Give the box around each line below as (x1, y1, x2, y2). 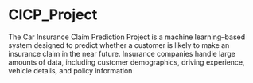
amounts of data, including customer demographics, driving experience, (8, 57, 245, 67)
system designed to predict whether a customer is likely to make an (8, 40, 230, 49)
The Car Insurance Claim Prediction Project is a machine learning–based (8, 32, 246, 41)
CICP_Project (8, 6, 98, 24)
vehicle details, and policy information (8, 65, 133, 75)
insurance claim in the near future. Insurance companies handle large (8, 49, 236, 58)
